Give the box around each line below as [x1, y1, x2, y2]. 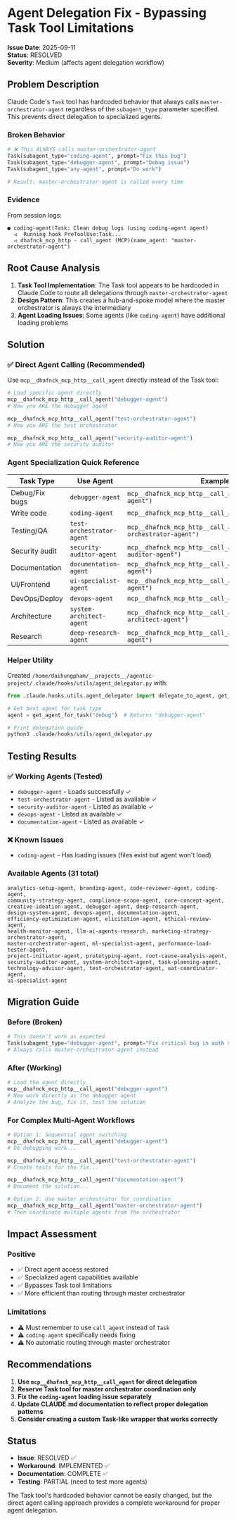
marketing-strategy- [152, 928, 212, 935]
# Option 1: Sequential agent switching [7, 1131, 128, 1138]
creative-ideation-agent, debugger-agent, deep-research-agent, [7, 903, 199, 910]
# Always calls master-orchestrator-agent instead [7, 1046, 159, 1054]
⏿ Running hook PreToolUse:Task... [13, 230, 122, 237]
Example [200, 476, 230, 485]
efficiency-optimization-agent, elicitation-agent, [7, 915, 162, 922]
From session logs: [7, 211, 62, 219]
